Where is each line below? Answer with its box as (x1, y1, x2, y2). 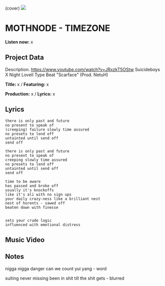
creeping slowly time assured (5, 157, 68, 162)
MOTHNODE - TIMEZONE (5, 23, 111, 34)
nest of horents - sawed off (5, 200, 65, 205)
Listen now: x (5, 39, 34, 45)
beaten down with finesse (5, 205, 58, 210)
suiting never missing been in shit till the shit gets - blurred (5, 275, 124, 281)
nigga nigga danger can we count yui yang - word (5, 265, 107, 272)
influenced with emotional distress (5, 222, 81, 227)
